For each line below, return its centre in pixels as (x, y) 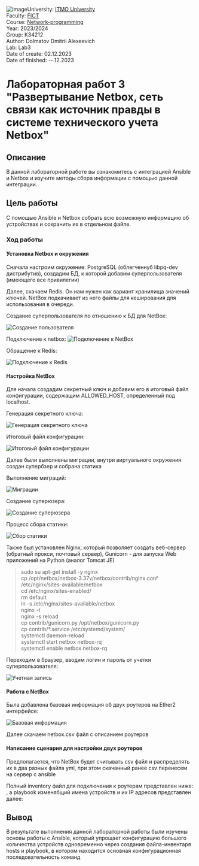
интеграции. (22, 184)
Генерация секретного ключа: (45, 414)
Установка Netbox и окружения (48, 254)
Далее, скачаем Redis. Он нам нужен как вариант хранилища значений (98, 291)
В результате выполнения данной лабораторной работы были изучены (97, 832)
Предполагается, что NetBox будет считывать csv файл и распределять (98, 761)
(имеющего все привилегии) (43, 280)
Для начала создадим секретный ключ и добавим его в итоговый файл (97, 389)
